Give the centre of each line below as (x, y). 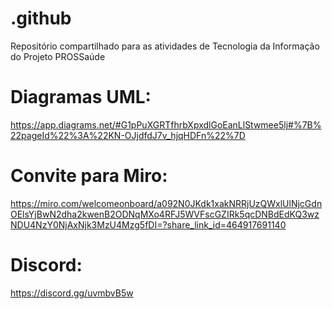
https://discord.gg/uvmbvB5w (72, 293)
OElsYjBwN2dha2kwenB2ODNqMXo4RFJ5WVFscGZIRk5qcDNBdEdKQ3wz (165, 214)
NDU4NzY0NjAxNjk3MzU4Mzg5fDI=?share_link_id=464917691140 (148, 224)
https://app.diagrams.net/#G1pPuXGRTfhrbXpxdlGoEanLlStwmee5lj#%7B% (166, 124)
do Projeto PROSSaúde (58, 56)
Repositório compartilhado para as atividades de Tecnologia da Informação (165, 46)
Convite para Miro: (89, 176)
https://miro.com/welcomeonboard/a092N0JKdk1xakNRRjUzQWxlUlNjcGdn (166, 203)
